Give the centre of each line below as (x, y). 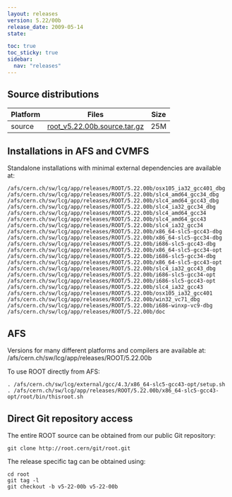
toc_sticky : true (33, 53)
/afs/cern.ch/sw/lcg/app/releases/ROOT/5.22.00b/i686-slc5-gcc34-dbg (112, 257)
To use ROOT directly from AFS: (54, 372)
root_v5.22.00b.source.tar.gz (96, 126)
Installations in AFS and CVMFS (78, 151)
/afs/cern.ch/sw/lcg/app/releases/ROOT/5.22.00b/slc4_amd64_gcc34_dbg (113, 195)
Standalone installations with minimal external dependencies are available (114, 168)
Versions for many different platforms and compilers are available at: (107, 350)
